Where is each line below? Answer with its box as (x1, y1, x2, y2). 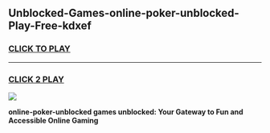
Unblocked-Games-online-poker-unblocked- (8, 6, 239, 20)
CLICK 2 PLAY (8, 73, 64, 85)
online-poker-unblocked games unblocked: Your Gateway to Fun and (8, 106, 243, 116)
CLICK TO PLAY (8, 44, 71, 55)
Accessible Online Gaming (8, 115, 99, 125)
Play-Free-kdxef (8, 19, 92, 33)
